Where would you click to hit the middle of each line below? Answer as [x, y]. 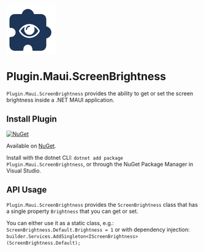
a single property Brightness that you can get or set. [73, 211]
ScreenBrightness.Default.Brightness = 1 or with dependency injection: [98, 229]
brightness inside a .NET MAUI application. [60, 100]
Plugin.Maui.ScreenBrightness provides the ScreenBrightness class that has [102, 204]
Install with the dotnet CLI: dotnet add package [65, 157]
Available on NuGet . [31, 146]
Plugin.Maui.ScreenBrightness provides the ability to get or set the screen [100, 93]
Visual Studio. [24, 171]
